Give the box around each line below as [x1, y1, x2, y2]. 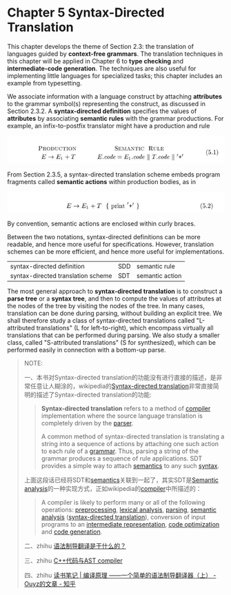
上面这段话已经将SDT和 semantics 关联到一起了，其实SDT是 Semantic [23, 476, 219, 484]
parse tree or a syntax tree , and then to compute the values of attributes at [7, 294, 222, 303]
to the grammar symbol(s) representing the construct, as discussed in [7, 99, 205, 108]
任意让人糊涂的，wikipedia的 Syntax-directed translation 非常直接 [30, 381, 214, 390]
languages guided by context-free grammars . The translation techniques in [7, 50, 223, 58]
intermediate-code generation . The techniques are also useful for [7, 64, 197, 72]
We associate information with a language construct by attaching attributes [7, 92, 223, 101]
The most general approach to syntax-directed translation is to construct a [7, 287, 223, 295]
